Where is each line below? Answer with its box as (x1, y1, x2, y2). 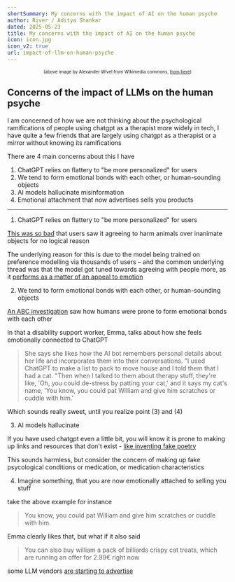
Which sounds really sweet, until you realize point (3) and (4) (7, 407, 183, 415)
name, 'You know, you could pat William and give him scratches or (24, 386, 215, 394)
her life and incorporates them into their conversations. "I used (24, 356, 205, 365)
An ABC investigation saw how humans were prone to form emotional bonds (7, 307, 227, 315)
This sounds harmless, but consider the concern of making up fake (7, 455, 201, 464)
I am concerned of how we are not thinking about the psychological (7, 116, 202, 125)
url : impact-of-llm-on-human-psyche (7, 50, 114, 57)
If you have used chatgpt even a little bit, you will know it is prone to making (7, 434, 226, 443)
